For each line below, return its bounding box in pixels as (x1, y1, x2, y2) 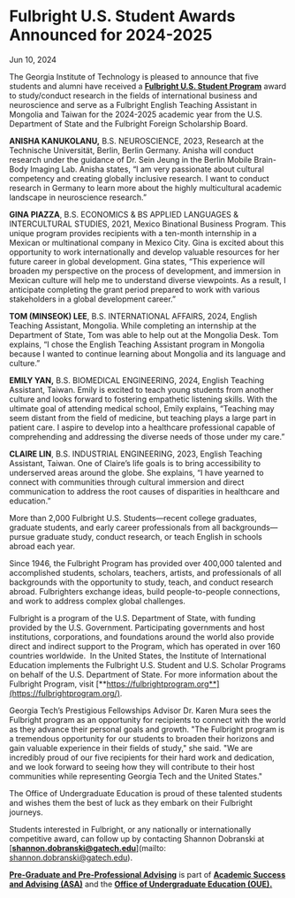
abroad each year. (9, 541, 75, 551)
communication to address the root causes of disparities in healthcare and (9, 486, 280, 496)
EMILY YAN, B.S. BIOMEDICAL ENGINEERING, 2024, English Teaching (9, 374, 265, 386)
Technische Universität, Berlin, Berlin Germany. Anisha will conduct (9, 144, 254, 156)
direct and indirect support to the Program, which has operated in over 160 (9, 641, 281, 651)
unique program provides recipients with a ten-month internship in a (9, 227, 258, 238)
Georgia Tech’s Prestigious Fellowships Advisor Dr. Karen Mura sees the (9, 705, 272, 716)
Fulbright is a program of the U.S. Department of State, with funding (9, 612, 256, 623)
